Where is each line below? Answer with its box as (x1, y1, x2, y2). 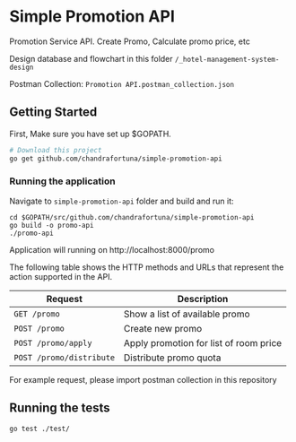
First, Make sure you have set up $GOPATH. (9, 128, 172, 139)
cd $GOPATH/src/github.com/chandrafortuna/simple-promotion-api (9, 212, 255, 221)
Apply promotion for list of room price (124, 336, 283, 349)
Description (177, 292, 229, 305)
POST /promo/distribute (13, 352, 116, 362)
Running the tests (9, 401, 110, 416)
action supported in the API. (9, 271, 113, 282)
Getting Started (9, 105, 98, 120)
